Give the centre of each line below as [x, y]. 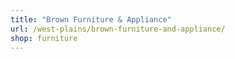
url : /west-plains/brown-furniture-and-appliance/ [118, 29]
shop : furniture [44, 38]
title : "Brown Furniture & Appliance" [91, 19]
